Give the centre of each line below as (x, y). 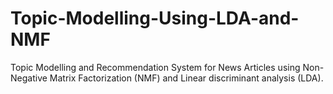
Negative (29, 78)
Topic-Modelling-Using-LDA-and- (155, 18)
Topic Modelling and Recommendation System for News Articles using (155, 67)
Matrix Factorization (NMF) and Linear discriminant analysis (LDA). (186, 78)
